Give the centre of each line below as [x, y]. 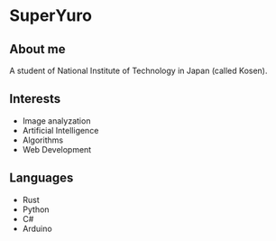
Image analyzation [56, 120]
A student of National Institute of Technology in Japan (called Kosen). [138, 70]
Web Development [57, 149]
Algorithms [43, 140]
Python [36, 209]
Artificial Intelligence [60, 130]
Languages [41, 178]
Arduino [37, 228]
